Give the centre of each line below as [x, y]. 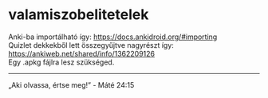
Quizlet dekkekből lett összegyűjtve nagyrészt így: [91, 45]
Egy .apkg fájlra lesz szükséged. [61, 62]
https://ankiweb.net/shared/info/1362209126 [82, 53]
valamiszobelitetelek [79, 15]
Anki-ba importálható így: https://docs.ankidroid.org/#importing [113, 37]
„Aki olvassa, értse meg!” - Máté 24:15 [71, 84]
